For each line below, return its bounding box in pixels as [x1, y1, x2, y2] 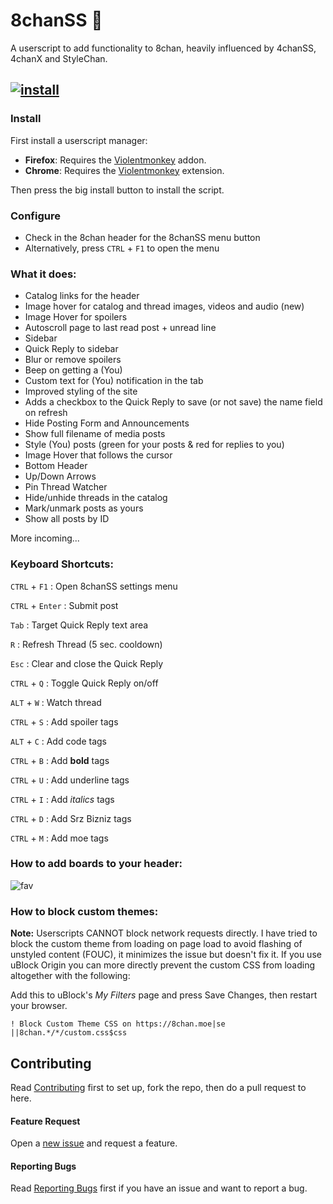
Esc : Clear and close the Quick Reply [10, 657, 164, 669]
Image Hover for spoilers [24, 311, 128, 323]
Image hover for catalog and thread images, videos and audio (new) [24, 300, 305, 313]
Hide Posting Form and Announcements [24, 417, 190, 429]
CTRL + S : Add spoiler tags [10, 715, 119, 728]
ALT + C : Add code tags [10, 735, 107, 747]
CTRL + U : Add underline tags [10, 774, 130, 786]
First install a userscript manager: [10, 134, 148, 146]
